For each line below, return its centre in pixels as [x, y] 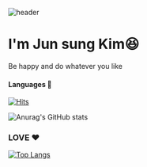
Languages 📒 [30, 84]
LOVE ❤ [24, 138]
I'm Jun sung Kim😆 [74, 44]
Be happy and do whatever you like [66, 66]
